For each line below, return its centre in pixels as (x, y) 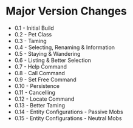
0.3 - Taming (30, 41)
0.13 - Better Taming (39, 105)
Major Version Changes (66, 11)
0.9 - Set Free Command (45, 79)
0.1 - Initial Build (34, 28)
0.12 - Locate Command (44, 99)
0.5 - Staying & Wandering (47, 53)
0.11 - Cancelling (35, 92)
